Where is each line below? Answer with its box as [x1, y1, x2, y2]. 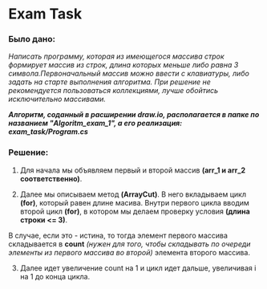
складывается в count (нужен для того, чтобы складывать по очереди [8, 238, 251, 249]
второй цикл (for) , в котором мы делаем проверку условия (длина [19, 206, 250, 216]
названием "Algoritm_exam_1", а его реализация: [8, 118, 183, 128]
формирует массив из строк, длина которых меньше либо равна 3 [8, 60, 239, 70]
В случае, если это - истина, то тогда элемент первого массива [8, 230, 229, 240]
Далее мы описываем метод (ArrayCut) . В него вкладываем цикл [19, 189, 247, 199]
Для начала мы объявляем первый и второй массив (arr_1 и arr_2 [19, 165, 246, 175]
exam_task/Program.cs [8, 127, 88, 136]
